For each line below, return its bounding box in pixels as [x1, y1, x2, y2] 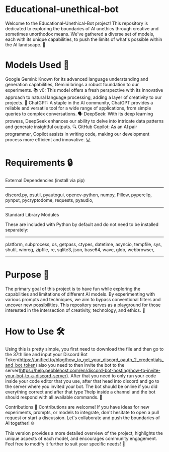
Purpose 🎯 [5, 269, 49, 280]
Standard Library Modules [5, 211, 59, 217]
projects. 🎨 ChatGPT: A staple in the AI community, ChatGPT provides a [5, 99, 153, 105]
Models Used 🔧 [5, 60, 69, 71]
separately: [5, 227, 29, 233]
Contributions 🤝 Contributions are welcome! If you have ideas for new [5, 404, 150, 410]
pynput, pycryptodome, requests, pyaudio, [5, 197, 94, 203]
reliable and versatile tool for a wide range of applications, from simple [5, 105, 151, 111]
